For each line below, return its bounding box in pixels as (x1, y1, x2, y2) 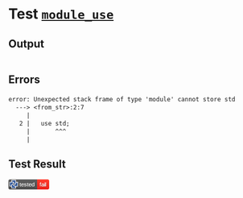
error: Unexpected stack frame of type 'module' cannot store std (8, 95, 236, 103)
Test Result (8, 158, 66, 171)
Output (8, 37, 44, 51)
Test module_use (8, 5, 114, 23)
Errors (8, 73, 40, 87)
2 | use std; (19, 119, 70, 127)
